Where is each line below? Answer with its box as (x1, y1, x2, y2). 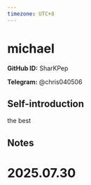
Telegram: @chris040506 (7, 77, 83, 86)
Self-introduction (7, 98, 85, 110)
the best (7, 117, 31, 125)
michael (7, 40, 55, 56)
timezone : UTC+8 (7, 10, 55, 18)
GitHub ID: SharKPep (7, 64, 69, 72)
